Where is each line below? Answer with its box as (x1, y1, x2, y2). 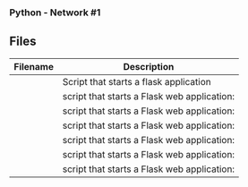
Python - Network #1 (9, 6, 101, 19)
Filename (13, 60, 54, 72)
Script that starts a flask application (62, 75, 212, 88)
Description (123, 60, 175, 72)
